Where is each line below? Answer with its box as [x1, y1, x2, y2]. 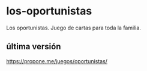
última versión [6, 42, 61, 52]
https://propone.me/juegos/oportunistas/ [6, 57, 108, 64]
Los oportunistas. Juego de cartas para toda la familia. [6, 24, 141, 31]
